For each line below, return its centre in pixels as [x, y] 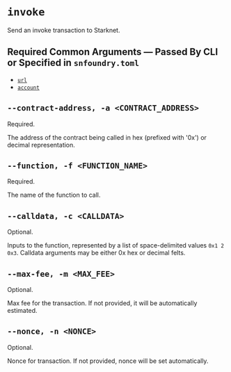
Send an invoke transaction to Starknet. [64, 30]
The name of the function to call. [54, 195]
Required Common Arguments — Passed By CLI [113, 52]
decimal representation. [41, 145]
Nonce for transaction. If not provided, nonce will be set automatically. [108, 361]
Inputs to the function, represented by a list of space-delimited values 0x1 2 [116, 245]
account [28, 88]
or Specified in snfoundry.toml [73, 63]
